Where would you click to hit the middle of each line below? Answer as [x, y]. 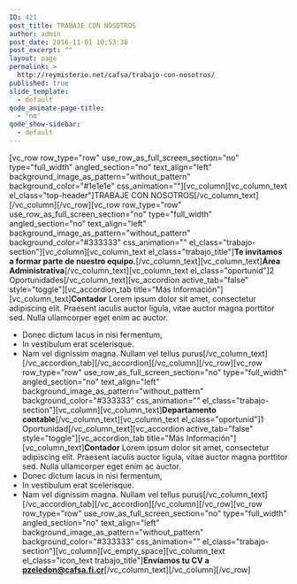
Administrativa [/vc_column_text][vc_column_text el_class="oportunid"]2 [142, 270]
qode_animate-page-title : [57, 108]
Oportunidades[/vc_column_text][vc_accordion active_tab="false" [129, 280]
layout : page [33, 58]
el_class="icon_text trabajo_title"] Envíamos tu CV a [115, 560]
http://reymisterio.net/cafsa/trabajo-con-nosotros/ [116, 75]
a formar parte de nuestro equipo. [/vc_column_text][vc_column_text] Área [145, 261]
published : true [39, 83]
